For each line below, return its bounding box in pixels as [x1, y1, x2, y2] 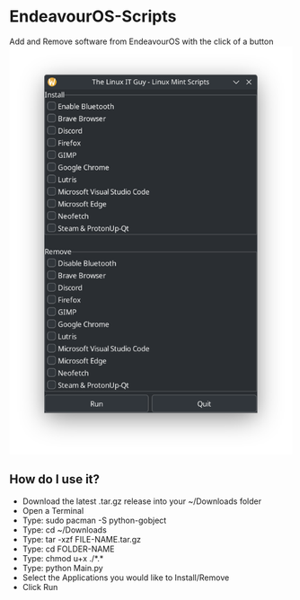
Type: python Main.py [22, 562, 103, 573]
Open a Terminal [22, 505, 84, 516]
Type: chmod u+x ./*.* [22, 552, 104, 563]
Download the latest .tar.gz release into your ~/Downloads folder [22, 496, 262, 507]
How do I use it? [9, 472, 101, 487]
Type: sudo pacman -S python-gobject [22, 515, 167, 525]
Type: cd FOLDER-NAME [22, 543, 115, 554]
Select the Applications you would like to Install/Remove [22, 572, 230, 583]
